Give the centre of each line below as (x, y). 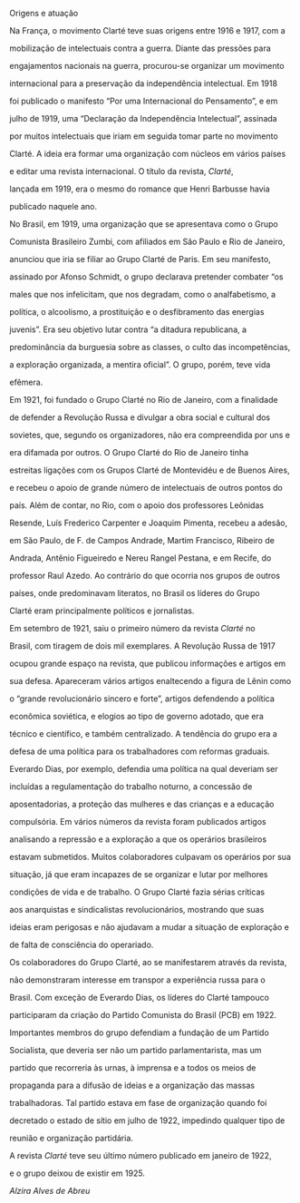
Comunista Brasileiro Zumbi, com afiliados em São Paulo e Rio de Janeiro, (147, 241)
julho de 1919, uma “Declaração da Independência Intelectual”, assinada (144, 118)
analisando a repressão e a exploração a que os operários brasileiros (138, 839)
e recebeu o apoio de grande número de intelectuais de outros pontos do (146, 488)
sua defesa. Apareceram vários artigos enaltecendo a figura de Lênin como (150, 681)
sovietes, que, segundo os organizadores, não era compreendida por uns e (150, 435)
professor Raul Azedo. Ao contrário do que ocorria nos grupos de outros (145, 576)
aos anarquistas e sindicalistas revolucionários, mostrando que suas (137, 910)
